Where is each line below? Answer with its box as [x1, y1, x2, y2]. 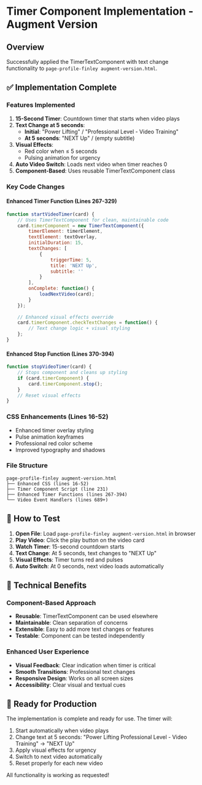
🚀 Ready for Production [6, 699, 97, 709]
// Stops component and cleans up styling [17, 370, 128, 376]
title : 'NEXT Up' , [50, 262, 98, 268]
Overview [6, 42, 45, 52]
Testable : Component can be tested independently [15, 632, 145, 639]
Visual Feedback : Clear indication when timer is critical [15, 662, 156, 669]
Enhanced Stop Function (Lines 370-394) [6, 350, 115, 357]
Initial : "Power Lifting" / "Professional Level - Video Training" [24, 128, 179, 135]
